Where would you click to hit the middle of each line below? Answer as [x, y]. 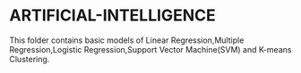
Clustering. [30, 59]
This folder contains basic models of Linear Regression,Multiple [127, 40]
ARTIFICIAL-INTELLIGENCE [113, 16]
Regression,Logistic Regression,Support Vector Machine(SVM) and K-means [150, 49]
